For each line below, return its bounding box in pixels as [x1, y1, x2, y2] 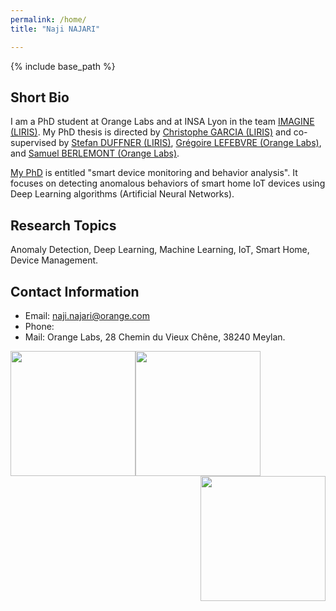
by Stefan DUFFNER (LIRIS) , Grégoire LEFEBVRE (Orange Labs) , [58, 137, 322, 149]
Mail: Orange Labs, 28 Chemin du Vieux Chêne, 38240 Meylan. [24, 331, 286, 343]
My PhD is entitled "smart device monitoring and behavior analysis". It [10, 167, 298, 179]
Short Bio [10, 89, 70, 106]
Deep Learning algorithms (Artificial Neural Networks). [10, 188, 235, 200]
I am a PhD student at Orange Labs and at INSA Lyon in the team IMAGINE [10, 116, 315, 128]
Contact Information [10, 283, 140, 300]
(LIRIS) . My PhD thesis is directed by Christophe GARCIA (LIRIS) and [10, 126, 292, 138]
